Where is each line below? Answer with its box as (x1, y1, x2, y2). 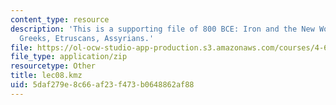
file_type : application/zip (10, 52, 128, 62)
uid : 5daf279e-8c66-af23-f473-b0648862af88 (10, 80, 195, 90)
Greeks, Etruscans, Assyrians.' (19, 33, 155, 43)
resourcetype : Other (10, 61, 97, 71)
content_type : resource (10, 14, 110, 25)
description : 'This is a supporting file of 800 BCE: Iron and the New (10, 24, 315, 34)
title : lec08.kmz (10, 71, 83, 81)
